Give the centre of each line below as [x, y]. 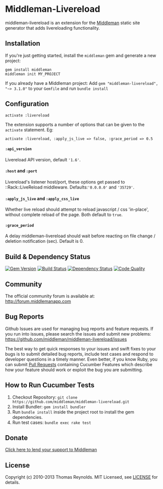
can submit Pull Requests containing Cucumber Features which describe [79, 364]
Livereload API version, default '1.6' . [43, 159]
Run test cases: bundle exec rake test [52, 422]
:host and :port [21, 171]
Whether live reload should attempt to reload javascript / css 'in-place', [77, 209]
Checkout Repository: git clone [45, 397]
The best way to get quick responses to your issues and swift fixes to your [81, 348]
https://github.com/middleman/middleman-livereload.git [71, 402]
